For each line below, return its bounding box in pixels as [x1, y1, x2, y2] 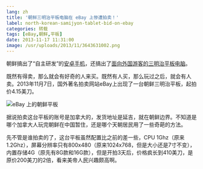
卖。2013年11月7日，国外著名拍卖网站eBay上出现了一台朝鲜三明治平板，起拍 [6, 80, 197, 88]
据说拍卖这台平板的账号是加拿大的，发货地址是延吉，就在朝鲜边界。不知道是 [6, 113, 197, 121]
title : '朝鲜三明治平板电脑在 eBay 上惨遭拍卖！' [6, 14, 119, 21]
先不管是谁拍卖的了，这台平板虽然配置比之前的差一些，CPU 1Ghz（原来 [6, 133, 185, 141]
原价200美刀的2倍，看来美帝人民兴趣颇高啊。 [6, 156, 120, 164]
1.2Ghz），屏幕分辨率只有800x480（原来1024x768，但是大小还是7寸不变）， [6, 141, 195, 148]
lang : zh [6, 8, 28, 15]
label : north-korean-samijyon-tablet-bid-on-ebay [6, 20, 134, 26]
